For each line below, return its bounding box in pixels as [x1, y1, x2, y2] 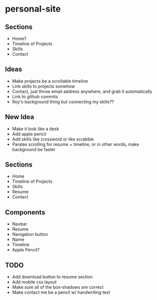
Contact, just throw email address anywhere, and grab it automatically [12, 88, 153, 94]
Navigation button [12, 231, 48, 237]
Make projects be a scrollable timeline [12, 78, 88, 84]
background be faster [12, 146, 56, 152]
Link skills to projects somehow [12, 83, 75, 89]
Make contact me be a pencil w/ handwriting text [12, 289, 110, 295]
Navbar [12, 221, 27, 227]
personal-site [5, 3, 61, 15]
